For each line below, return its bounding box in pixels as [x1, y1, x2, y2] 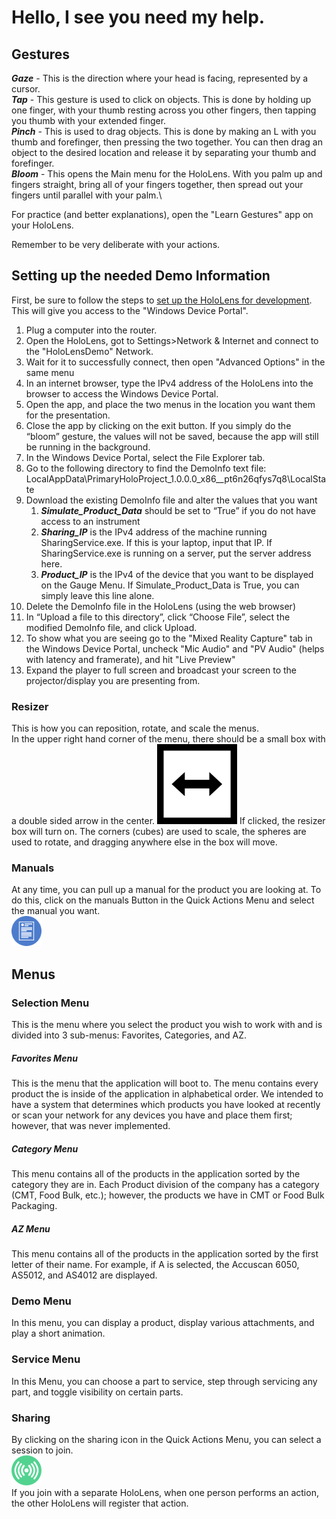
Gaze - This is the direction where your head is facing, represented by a [11, 72, 309, 84]
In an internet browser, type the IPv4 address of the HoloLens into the [25, 377, 314, 389]
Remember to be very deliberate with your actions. [11, 239, 221, 250]
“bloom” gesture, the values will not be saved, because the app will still [25, 430, 319, 442]
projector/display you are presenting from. [25, 674, 201, 686]
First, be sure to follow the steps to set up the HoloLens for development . [11, 294, 313, 306]
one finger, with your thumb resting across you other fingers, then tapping [11, 104, 317, 116]
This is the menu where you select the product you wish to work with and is [11, 1019, 323, 1031]
